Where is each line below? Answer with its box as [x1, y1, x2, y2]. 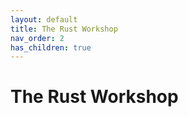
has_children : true [10, 42, 92, 53]
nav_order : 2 [10, 33, 65, 43]
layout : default [10, 14, 78, 25]
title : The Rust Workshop [10, 24, 118, 34]
